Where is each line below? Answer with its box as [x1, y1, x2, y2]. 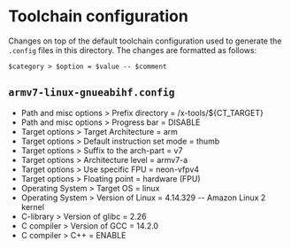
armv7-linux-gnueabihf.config [8, 86, 175, 99]
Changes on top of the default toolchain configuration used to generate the [8, 35, 282, 46]
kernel [20, 201, 45, 212]
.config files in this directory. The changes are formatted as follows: [8, 44, 257, 55]
